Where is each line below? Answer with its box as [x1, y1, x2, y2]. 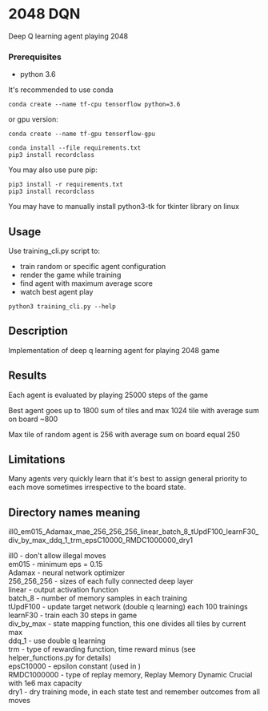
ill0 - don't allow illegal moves [8, 551, 106, 560]
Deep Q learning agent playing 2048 [8, 31, 129, 41]
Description [8, 324, 68, 338]
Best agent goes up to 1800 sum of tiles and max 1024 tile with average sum [8, 405, 260, 415]
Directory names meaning [8, 505, 141, 519]
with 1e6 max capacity [8, 678, 82, 689]
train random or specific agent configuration [19, 262, 166, 271]
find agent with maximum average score [19, 279, 154, 288]
